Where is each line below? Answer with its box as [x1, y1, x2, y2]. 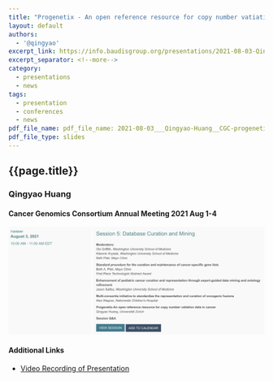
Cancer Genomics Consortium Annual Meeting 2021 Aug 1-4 [8, 208, 217, 219]
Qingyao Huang [8, 188, 71, 200]
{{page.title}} [8, 164, 79, 178]
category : [8, 65, 42, 73]
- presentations [15, 73, 71, 81]
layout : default [8, 21, 63, 30]
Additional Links [8, 345, 65, 355]
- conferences [15, 107, 63, 115]
